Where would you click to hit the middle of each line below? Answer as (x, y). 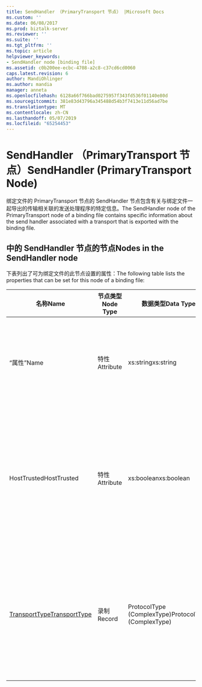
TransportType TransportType (50, 614)
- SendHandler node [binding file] (51, 62)
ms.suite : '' (23, 40)
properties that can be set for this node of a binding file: (75, 280)
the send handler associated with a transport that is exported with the (92, 222)
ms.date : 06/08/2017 (32, 23)
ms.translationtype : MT (36, 107)
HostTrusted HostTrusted (44, 478)
